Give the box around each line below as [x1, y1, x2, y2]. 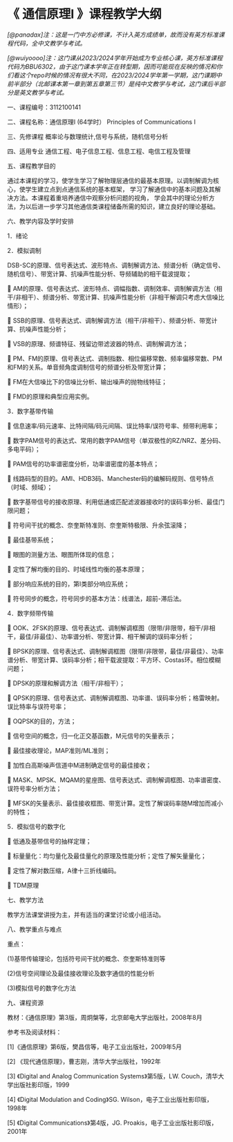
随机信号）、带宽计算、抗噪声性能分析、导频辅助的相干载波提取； [7, 269, 192, 278]
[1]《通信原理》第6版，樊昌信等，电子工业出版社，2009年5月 [7, 1043, 182, 1051]
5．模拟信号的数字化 [7, 822, 66, 830]
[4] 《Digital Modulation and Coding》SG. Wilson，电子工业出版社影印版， [7, 1095, 213, 1103]
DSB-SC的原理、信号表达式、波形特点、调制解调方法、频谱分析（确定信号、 [7, 260, 225, 269]
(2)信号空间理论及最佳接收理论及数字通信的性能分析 [7, 969, 155, 978]
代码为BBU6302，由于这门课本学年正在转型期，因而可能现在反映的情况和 [7, 62, 216, 70]
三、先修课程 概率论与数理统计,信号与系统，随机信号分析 [7, 132, 168, 140]
